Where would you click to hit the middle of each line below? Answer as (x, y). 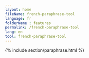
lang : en (14, 32)
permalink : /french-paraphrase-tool (42, 28)
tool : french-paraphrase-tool (36, 37)
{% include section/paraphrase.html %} (45, 50)
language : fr (18, 18)
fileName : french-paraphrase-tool (40, 14)
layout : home (18, 9)
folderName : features (28, 23)
